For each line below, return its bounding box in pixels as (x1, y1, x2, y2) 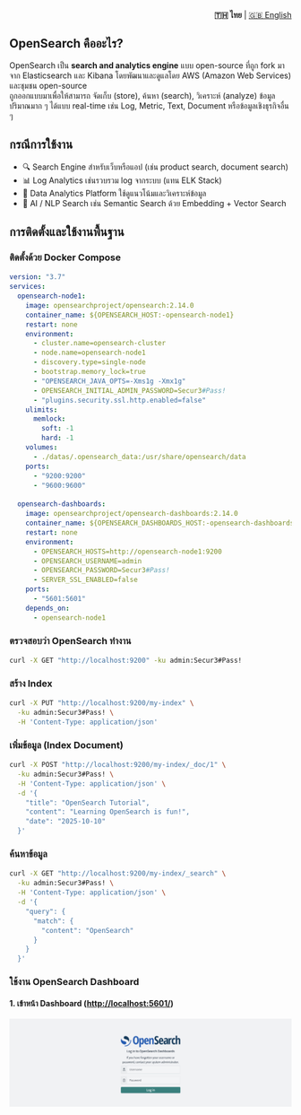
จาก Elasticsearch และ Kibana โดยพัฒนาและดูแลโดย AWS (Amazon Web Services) (9, 70, 292, 81)
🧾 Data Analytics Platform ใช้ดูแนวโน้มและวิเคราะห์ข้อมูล (21, 187, 207, 198)
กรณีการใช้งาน (9, 137, 73, 152)
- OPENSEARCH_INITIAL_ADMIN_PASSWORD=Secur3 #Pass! (32, 386, 227, 395)
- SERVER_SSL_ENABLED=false (32, 575, 139, 585)
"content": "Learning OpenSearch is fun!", (25, 807, 191, 816)
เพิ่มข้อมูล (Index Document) (9, 738, 124, 751)
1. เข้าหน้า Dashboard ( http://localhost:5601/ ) (9, 997, 174, 1008)
